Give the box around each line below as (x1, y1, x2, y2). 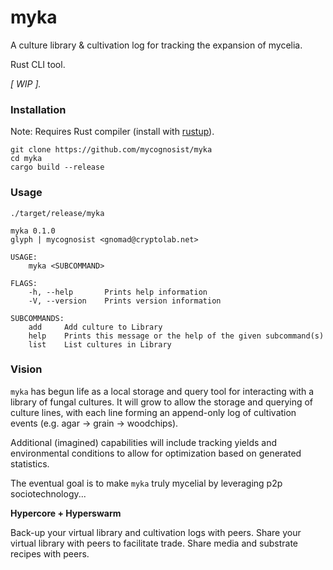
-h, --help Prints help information (28, 287, 208, 297)
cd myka (10, 154, 43, 164)
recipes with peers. (10, 547, 90, 560)
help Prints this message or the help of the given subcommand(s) (28, 331, 325, 341)
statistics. (10, 457, 50, 470)
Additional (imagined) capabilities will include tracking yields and (10, 436, 278, 448)
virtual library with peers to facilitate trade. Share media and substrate (10, 537, 298, 549)
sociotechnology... (10, 487, 87, 500)
